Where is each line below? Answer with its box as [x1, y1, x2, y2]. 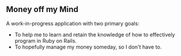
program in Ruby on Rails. [14, 37, 77, 44]
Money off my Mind [6, 5, 78, 14]
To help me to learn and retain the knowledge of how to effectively [14, 31, 175, 38]
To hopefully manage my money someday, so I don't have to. [14, 43, 162, 50]
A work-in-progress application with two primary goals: [6, 20, 139, 27]
